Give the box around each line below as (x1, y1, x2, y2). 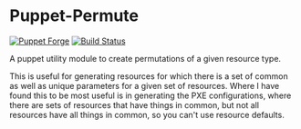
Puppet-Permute (9, 5, 140, 26)
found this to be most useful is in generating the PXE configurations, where (9, 90, 292, 101)
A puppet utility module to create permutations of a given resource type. (9, 53, 281, 64)
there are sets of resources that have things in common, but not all (9, 99, 260, 110)
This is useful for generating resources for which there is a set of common (9, 70, 289, 82)
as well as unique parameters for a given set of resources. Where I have (9, 80, 280, 91)
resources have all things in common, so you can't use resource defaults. (9, 109, 285, 120)
